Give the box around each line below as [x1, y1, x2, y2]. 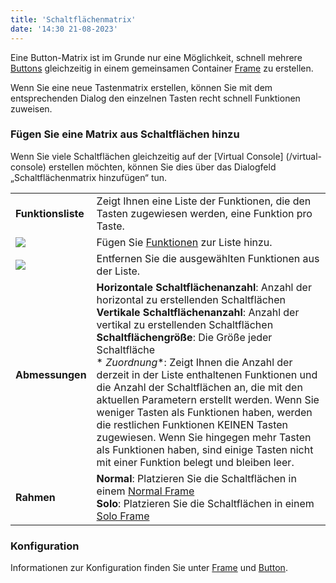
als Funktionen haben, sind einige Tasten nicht [96, 442, 314, 456]
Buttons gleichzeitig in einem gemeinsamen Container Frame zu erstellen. [10, 62, 314, 74]
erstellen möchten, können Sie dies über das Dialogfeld [48, 161, 277, 173]
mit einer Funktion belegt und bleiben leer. [96, 455, 295, 469]
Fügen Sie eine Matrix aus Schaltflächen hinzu [10, 127, 240, 141]
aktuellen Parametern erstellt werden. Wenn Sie [96, 392, 320, 406]
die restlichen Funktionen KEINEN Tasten [96, 417, 289, 431]
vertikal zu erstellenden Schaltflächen [96, 317, 274, 331]
